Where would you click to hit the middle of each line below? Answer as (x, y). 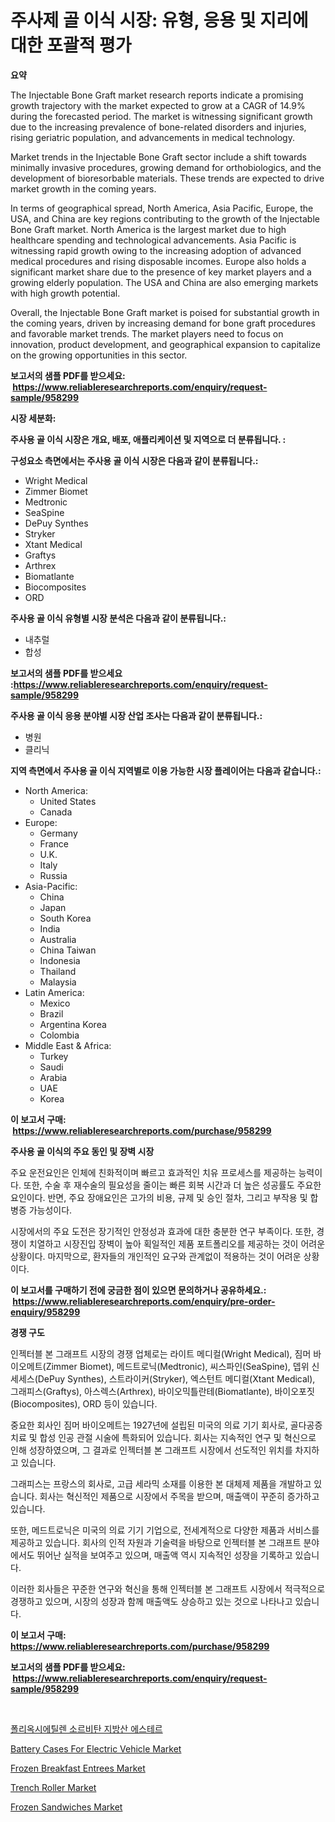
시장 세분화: (33, 418)
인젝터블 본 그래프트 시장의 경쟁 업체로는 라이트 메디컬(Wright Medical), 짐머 (161, 1353)
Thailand (58, 971)
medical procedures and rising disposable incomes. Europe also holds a (158, 261)
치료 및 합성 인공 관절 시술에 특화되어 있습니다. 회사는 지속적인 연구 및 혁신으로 (163, 1437)
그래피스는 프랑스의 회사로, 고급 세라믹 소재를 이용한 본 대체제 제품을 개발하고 (161, 1483)
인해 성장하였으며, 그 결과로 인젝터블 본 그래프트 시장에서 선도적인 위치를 (151, 1450)
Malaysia (58, 982)
